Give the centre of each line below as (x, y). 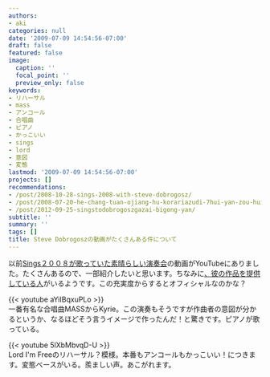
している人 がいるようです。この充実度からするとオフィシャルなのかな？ (127, 283)
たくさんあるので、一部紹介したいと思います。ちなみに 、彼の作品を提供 (141, 273)
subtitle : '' (30, 217)
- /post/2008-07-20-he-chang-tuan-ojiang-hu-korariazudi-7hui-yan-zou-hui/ (138, 202)
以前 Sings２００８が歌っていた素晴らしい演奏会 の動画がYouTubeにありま (131, 263)
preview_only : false (50, 83)
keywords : (25, 90)
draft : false (30, 46)
